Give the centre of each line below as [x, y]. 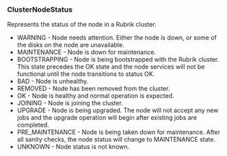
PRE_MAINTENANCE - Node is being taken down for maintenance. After [119, 132]
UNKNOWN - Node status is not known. [73, 147]
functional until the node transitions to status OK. [86, 74]
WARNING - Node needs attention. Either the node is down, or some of [117, 38]
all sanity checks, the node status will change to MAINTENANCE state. [116, 140]
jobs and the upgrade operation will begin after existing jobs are [107, 118]
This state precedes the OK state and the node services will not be [111, 67]
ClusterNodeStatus [40, 10]
